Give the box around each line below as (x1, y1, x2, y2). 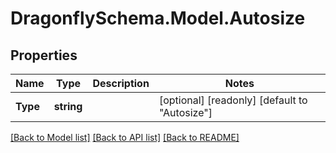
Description (92, 77, 150, 90)
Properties (10, 47, 78, 64)
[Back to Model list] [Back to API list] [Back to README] (10, 132, 240, 143)
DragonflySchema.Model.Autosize (10, 7, 306, 30)
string (53, 100, 83, 113)
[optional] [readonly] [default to (158, 93, 308, 107)
